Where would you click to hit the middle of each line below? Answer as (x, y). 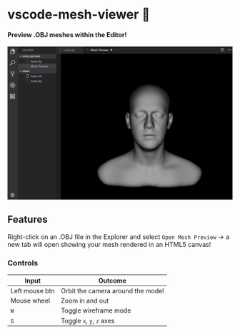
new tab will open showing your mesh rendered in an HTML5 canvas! (109, 244)
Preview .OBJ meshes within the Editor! (67, 34)
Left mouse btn (32, 290)
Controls (23, 263)
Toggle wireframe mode (96, 310)
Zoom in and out (85, 301)
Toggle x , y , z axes (87, 320)
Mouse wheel (30, 301)
